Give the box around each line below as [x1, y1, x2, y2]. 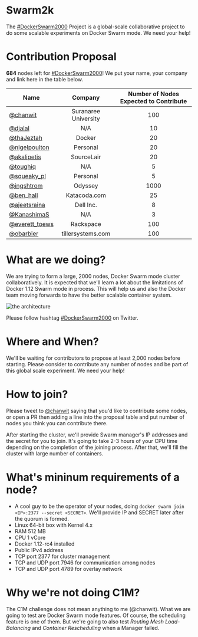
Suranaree [71, 107, 101, 115]
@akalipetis [9, 153, 41, 161]
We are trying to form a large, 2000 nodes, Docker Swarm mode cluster [6, 272, 180, 280]
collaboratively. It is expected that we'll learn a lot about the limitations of [6, 278, 183, 286]
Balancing [6, 624, 31, 631]
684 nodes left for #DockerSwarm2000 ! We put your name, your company [6, 69, 187, 77]
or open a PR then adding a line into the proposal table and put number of [6, 413, 184, 421]
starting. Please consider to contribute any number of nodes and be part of [6, 360, 189, 367]
